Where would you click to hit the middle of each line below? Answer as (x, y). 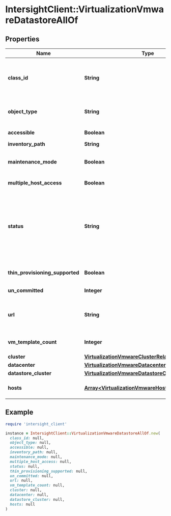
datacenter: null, (30, 495)
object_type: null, (31, 443)
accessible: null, (30, 447)
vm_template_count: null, (37, 485)
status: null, (25, 466)
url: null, (21, 481)
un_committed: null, (32, 476)
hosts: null (23, 504)
